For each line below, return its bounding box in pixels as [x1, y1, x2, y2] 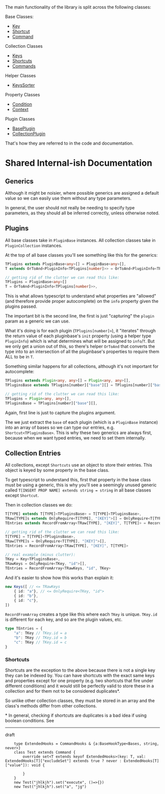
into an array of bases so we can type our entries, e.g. [5, 424, 115, 430]
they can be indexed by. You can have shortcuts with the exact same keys [5, 673, 155, 678]
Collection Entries [5, 449, 61, 457]
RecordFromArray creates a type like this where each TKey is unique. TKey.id [5, 612, 158, 618]
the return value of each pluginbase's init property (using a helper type [5, 333, 151, 339]
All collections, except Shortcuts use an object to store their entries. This [5, 462, 152, 468]
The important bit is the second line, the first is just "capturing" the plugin [5, 313, 155, 319]
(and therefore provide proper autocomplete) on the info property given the [5, 298, 159, 304]
